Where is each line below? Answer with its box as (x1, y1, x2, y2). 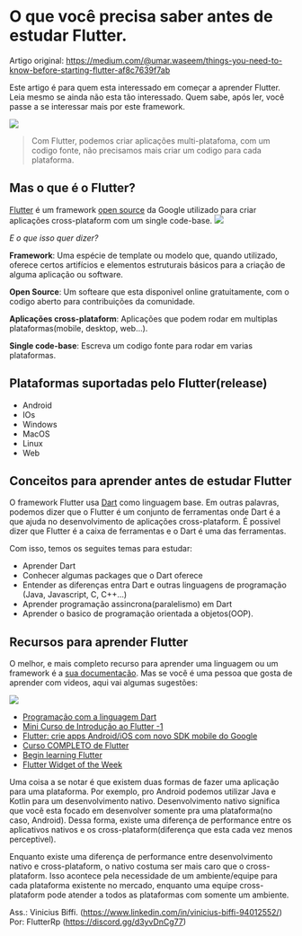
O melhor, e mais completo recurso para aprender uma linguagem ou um (9, 658, 279, 669)
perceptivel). (9, 834, 57, 845)
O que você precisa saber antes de (9, 6, 273, 27)
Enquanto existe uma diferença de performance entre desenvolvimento (9, 852, 273, 862)
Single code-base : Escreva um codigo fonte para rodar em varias (9, 340, 253, 351)
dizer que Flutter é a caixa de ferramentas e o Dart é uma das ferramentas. (9, 525, 287, 536)
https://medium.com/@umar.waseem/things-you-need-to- (66, 55, 283, 66)
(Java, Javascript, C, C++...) (22, 589, 128, 600)
